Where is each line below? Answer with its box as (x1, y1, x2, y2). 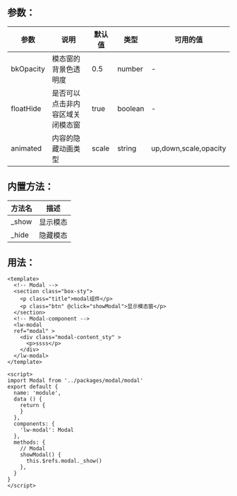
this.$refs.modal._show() (25, 458, 102, 465)
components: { (13, 420, 55, 427)
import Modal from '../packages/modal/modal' (7, 377, 143, 384)
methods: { (13, 439, 46, 447)
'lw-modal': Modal (20, 427, 74, 434)
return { (20, 402, 46, 409)
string (117, 143, 137, 153)
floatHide (11, 103, 42, 113)
